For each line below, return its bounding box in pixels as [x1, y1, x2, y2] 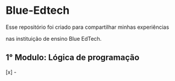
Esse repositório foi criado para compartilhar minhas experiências [5, 23, 170, 31]
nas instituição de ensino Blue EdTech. [5, 35, 102, 42]
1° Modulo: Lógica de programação [5, 52, 140, 63]
